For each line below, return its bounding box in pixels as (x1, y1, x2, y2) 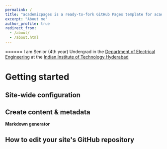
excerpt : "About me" (5, 16, 48, 21)
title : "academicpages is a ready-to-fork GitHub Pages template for (5, 12, 153, 17)
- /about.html (9, 35, 39, 40)
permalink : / (5, 7, 32, 12)
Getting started (5, 72, 70, 82)
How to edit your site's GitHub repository (5, 135, 135, 144)
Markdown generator (5, 121, 50, 127)
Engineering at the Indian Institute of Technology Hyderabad (5, 54, 129, 60)
